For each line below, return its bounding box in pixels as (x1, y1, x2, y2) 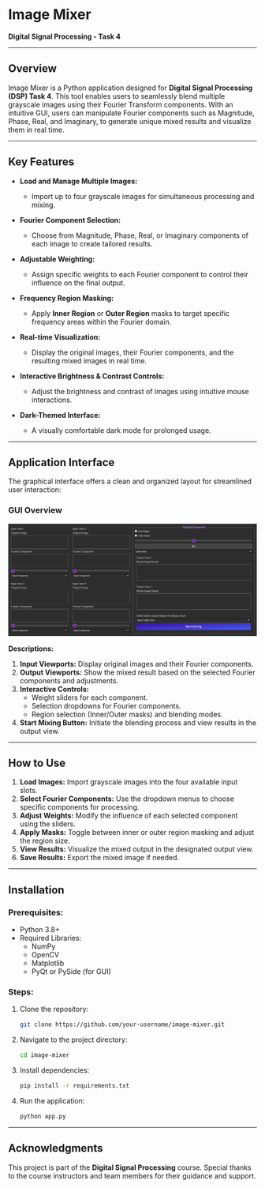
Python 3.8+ (19, 925, 61, 934)
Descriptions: (8, 644, 54, 653)
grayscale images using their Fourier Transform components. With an (8, 100, 234, 109)
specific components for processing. (19, 803, 140, 812)
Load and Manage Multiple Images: (19, 176, 138, 186)
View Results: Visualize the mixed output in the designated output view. (19, 844, 254, 854)
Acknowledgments (8, 1141, 104, 1155)
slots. (19, 786, 38, 795)
